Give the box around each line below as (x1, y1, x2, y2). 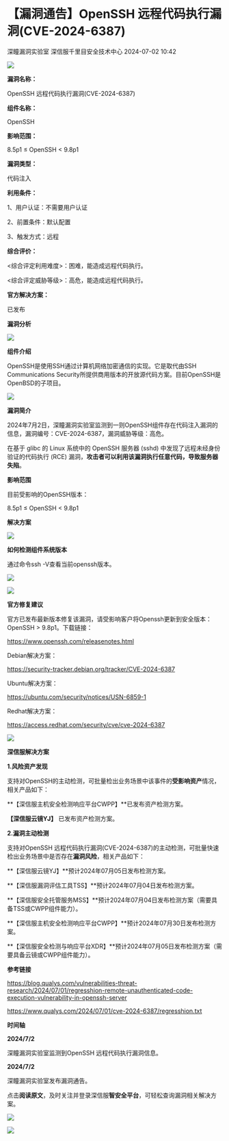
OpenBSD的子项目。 (7, 378, 65, 387)
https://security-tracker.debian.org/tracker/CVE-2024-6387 (7, 665, 176, 673)
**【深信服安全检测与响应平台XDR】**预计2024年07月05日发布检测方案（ (7, 942, 217, 950)
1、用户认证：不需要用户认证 (7, 203, 87, 211)
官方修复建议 (7, 600, 43, 609)
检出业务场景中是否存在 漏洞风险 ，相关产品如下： (7, 852, 145, 860)
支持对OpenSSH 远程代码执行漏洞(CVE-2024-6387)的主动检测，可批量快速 (7, 844, 219, 852)
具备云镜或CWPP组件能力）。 (12, 950, 94, 959)
